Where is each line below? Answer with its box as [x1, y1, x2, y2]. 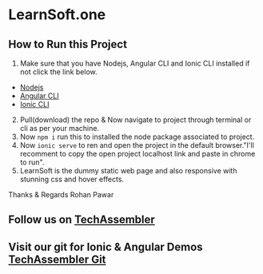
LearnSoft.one [8, 6, 106, 24]
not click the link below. [19, 67, 98, 77]
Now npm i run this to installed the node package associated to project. [19, 132, 255, 141]
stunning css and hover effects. [19, 174, 125, 184]
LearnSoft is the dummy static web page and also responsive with [19, 166, 237, 175]
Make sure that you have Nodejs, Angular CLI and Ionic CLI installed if [19, 58, 250, 68]
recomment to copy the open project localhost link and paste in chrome [19, 149, 256, 158]
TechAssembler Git [8, 252, 106, 266]
